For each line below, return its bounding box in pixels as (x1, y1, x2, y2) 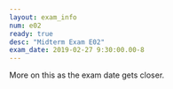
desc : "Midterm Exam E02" (9, 37, 105, 47)
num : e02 (9, 21, 42, 30)
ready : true (9, 29, 53, 38)
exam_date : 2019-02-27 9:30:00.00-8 (9, 46, 145, 55)
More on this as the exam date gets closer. (9, 70, 165, 80)
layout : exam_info (9, 12, 77, 22)
